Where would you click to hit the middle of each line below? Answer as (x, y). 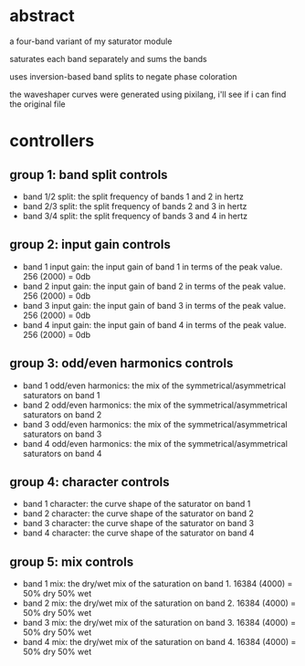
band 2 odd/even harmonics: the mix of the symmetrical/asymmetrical (155, 405)
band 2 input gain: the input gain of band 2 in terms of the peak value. (154, 286)
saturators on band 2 (62, 414)
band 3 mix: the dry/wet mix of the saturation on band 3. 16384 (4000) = (159, 623)
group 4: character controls (89, 482)
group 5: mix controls (72, 561)
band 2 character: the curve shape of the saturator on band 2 (138, 513)
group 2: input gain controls (90, 244)
